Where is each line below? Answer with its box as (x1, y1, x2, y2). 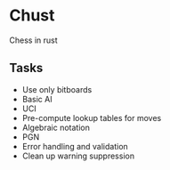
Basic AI (21, 93, 53, 104)
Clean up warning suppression (21, 150, 135, 161)
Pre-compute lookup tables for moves (21, 112, 162, 123)
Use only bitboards (21, 84, 93, 94)
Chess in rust (9, 35, 58, 45)
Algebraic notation (21, 122, 91, 133)
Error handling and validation (21, 141, 129, 151)
